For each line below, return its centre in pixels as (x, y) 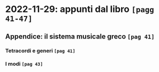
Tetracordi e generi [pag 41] (40, 50)
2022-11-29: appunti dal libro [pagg (80, 9)
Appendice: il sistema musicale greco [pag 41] (80, 36)
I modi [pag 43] (24, 64)
